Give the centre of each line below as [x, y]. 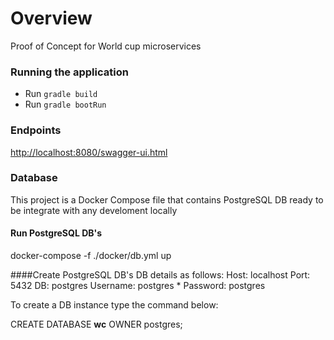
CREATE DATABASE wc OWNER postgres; [96, 324]
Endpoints [36, 130]
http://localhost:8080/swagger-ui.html [89, 152]
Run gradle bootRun [65, 104]
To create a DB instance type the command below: [114, 305]
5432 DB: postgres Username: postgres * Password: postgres [138, 286]
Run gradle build [61, 94]
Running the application [69, 72]
